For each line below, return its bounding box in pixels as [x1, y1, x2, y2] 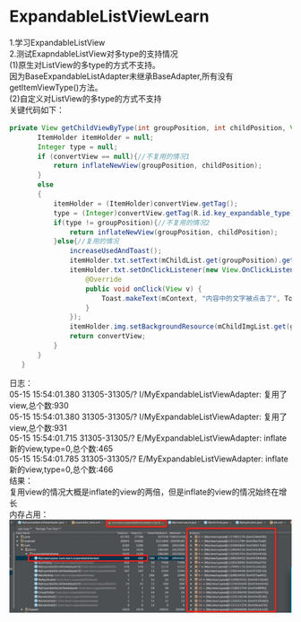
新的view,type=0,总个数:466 [9, 464, 114, 475]
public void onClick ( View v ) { [85, 285, 202, 293]
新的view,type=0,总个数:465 [9, 442, 114, 454]
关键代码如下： [9, 104, 64, 115]
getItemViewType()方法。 [9, 82, 103, 92]
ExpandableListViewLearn [9, 6, 210, 27]
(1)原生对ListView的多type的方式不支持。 [9, 59, 160, 70]
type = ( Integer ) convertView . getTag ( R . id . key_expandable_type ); [53, 208, 298, 217]
